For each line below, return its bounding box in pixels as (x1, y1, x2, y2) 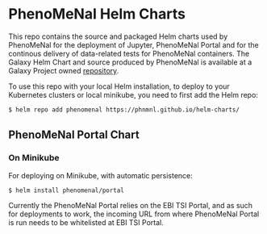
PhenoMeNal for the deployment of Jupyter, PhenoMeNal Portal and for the (8, 40, 260, 49)
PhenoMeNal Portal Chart (8, 128, 140, 142)
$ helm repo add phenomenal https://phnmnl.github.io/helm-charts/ (8, 106, 240, 114)
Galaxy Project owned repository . (8, 65, 119, 75)
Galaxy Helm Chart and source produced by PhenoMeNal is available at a (8, 57, 252, 67)
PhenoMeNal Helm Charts (8, 5, 186, 23)
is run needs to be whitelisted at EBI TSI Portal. (8, 217, 164, 227)
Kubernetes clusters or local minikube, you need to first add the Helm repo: (8, 90, 258, 99)
